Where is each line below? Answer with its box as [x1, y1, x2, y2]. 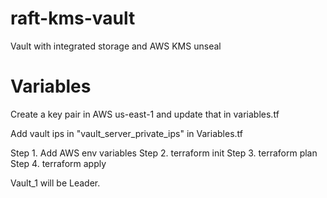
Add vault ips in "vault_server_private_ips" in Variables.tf [10, 127, 243, 139]
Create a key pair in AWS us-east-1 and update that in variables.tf [10, 108, 280, 120]
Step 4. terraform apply [10, 157, 107, 169]
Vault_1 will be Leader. [10, 177, 101, 189]
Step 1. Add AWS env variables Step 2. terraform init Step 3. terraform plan [10, 147, 318, 159]
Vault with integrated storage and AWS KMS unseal [10, 40, 222, 52]
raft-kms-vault [10, 7, 136, 30]
